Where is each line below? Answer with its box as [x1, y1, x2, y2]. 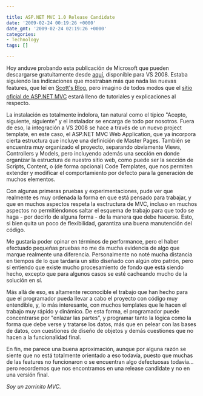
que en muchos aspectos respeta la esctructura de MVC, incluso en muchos [6, 200, 198, 207]
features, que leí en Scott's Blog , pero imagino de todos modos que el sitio [6, 84, 193, 91]
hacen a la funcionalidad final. [6, 333, 81, 341]
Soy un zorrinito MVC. [6, 383, 62, 390]
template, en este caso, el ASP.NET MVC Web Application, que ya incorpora [6, 131, 196, 137]
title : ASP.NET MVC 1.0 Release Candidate [6, 14, 115, 20]
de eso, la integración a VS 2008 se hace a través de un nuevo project [6, 124, 182, 131]
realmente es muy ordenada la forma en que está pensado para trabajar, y [6, 194, 192, 201]
